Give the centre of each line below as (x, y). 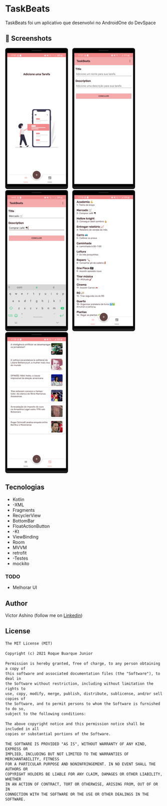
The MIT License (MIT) (29, 643)
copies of (16, 699)
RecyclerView (27, 515)
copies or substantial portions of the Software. (58, 734)
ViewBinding (25, 536)
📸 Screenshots (29, 38)
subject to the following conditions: (46, 714)
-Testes (20, 558)
